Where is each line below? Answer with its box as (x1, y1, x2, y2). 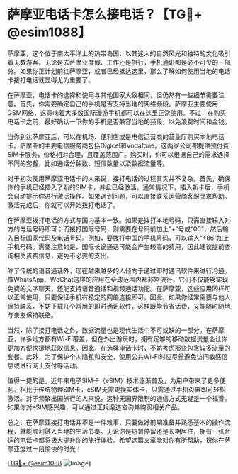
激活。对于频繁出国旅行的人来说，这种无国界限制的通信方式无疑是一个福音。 (7, 394, 231, 402)
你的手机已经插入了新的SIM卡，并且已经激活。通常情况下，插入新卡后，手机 (7, 182, 230, 192)
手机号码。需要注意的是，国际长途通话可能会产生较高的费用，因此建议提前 (7, 242, 225, 250)
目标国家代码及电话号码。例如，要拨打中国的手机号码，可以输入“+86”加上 (13, 233, 229, 242)
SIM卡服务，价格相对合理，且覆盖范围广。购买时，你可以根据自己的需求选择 (7, 150, 230, 158)
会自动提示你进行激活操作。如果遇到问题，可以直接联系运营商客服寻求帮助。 (7, 192, 231, 200)
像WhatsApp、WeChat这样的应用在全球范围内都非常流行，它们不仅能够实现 (7, 275, 229, 284)
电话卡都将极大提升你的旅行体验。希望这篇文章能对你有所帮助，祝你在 (19, 436, 225, 444)
